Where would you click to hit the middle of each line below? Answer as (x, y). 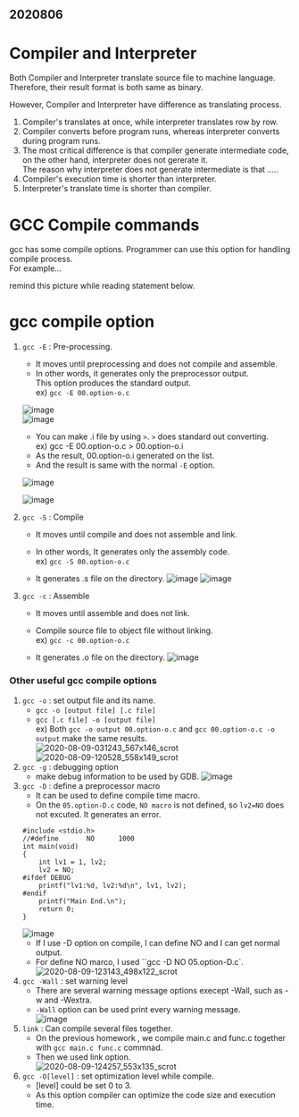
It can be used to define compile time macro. (118, 795)
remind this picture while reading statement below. (102, 286)
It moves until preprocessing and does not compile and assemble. (157, 364)
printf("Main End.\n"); (83, 901)
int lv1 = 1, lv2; (73, 862)
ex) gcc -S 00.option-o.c (83, 562)
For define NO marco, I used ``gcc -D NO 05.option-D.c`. (139, 961)
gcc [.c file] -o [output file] (96, 720)
